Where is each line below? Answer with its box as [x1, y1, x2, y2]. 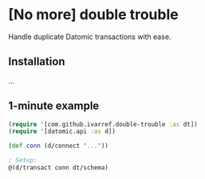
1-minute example [8, 99, 100, 113]
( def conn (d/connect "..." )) [8, 142, 109, 150]
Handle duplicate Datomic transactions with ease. [8, 32, 171, 41]
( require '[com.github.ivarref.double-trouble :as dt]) [8, 120, 198, 128]
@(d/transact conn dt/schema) [8, 164, 109, 172]
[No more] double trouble [8, 6, 179, 24]
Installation [8, 55, 65, 68]
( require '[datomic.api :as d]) [8, 127, 116, 136]
